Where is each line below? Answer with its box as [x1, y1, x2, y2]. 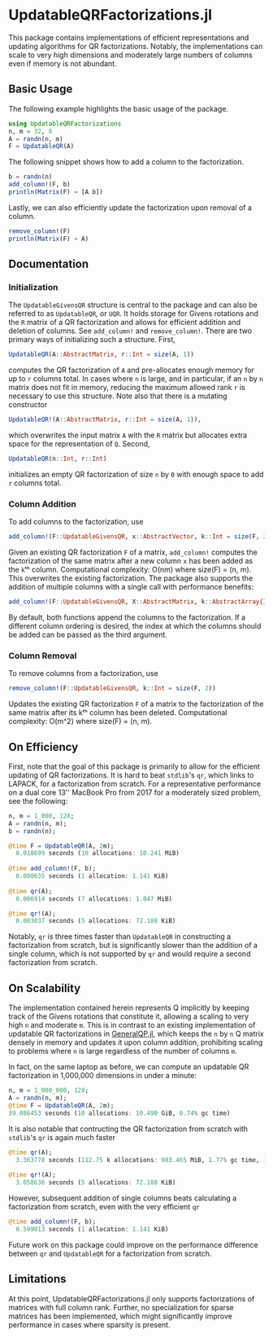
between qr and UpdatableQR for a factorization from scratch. [8, 1248, 212, 1258]
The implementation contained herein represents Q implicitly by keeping [8, 1003, 249, 1013]
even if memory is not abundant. [8, 59, 117, 68]
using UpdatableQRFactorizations [8, 120, 122, 128]
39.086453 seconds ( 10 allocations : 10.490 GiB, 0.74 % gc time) [8, 1109, 231, 1117]
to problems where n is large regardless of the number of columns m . [8, 1046, 237, 1056]
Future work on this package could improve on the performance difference [8, 1239, 258, 1249]
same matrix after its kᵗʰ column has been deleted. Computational [8, 708, 227, 717]
